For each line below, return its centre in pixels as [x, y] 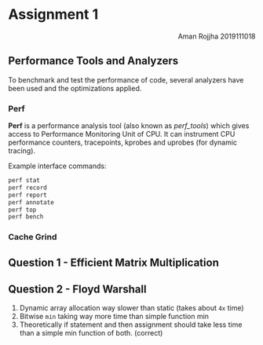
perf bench [26, 217]
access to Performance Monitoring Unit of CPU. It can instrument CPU [122, 134]
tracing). [22, 151]
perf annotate [31, 202]
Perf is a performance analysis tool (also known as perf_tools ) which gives [129, 126]
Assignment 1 [53, 15]
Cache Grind [33, 237]
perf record [27, 187]
